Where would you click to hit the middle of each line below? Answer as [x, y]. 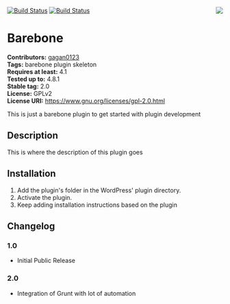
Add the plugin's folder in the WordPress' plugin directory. [99, 190]
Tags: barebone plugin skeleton [52, 64]
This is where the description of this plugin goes [75, 152]
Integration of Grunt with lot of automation [76, 293]
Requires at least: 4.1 [37, 71]
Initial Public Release [46, 261]
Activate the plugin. [44, 197]
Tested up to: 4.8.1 [34, 79]
